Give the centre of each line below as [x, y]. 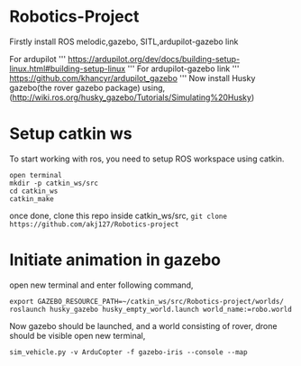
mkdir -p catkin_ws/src [54, 183]
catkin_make [32, 199]
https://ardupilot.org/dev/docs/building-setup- [154, 59]
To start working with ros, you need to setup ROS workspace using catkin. [147, 159]
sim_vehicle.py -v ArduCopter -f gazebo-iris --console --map [128, 352]
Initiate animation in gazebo [115, 260]
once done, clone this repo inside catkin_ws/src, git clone [119, 215]
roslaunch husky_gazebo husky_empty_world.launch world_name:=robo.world [151, 309]
